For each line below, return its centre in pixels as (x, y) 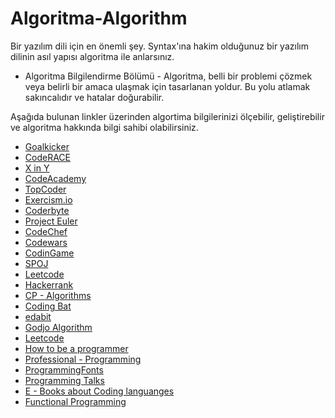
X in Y (37, 168)
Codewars (46, 242)
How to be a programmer (76, 348)
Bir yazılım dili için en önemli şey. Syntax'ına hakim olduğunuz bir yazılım (159, 46)
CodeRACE (47, 157)
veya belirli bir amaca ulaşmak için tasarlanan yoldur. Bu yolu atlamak (167, 86)
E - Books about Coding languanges (99, 391)
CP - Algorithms (58, 295)
